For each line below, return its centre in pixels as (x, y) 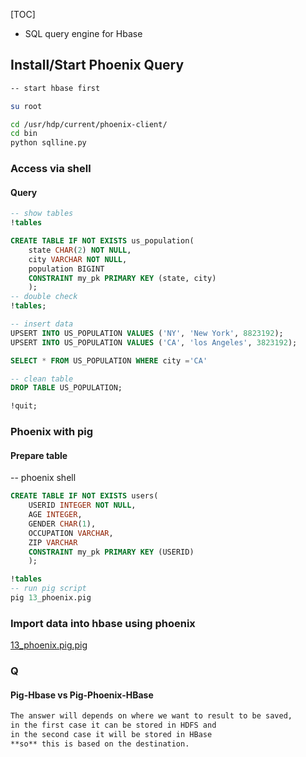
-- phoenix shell (43, 478)
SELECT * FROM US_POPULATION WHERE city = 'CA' (109, 360)
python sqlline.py (48, 143)
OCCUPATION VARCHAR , (71, 533)
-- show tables (42, 214)
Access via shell (51, 169)
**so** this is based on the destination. (100, 744)
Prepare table (39, 455)
